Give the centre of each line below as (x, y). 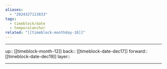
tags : (11, 19)
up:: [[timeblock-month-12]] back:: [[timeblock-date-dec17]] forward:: (76, 51)
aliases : (14, 10)
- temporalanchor (28, 28)
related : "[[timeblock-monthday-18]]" (45, 33)
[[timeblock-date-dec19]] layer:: (38, 56)
